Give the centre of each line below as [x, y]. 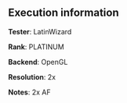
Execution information [63, 13]
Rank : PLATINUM [36, 47]
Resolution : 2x [32, 76]
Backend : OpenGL [38, 62]
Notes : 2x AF [29, 92]
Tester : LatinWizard [40, 31]
